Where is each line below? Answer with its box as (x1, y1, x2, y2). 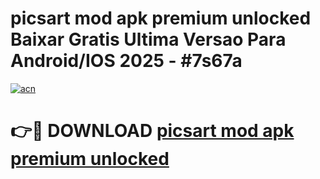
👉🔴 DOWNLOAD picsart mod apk (10, 120, 295, 142)
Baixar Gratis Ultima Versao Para (10, 28, 287, 51)
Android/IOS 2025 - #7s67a (10, 50, 243, 72)
